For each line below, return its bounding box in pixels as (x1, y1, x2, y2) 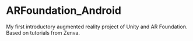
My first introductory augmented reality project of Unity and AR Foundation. (6, 23, 188, 30)
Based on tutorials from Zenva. (6, 29, 80, 36)
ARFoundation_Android (6, 4, 121, 17)
